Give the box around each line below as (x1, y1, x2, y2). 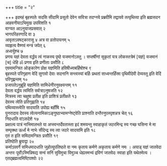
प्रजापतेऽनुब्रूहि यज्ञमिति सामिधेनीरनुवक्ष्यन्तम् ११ (5, 82, 77, 88)
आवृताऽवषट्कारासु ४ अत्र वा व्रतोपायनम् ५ (5, 37, 70, 43)
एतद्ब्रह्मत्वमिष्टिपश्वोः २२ (5, 155, 44, 161)
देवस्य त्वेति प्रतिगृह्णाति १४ (5, 99, 45, 105)
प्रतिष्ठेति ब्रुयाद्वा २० (5, 138, 34, 144)
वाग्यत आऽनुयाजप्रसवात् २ (5, 26, 46, 32)
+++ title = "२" (5, 5, 35, 10)
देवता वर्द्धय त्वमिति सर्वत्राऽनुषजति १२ (5, 88, 63, 93)
